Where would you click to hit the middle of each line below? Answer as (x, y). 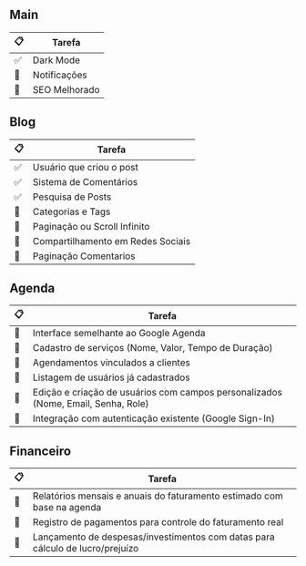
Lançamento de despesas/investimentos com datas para (153, 537)
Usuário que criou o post (85, 167)
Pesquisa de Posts (72, 197)
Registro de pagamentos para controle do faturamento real (158, 522)
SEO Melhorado (66, 89)
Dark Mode (56, 60)
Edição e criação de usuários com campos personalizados (157, 393)
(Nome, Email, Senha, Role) (91, 404)
